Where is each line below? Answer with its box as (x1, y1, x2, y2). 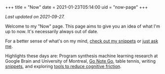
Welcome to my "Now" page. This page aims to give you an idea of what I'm (5, 23, 161, 29)
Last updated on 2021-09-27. (5, 14, 65, 19)
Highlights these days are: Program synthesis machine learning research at (5, 53, 158, 59)
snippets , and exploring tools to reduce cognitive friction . (5, 64, 122, 69)
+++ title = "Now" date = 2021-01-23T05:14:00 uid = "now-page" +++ (5, 4, 148, 10)
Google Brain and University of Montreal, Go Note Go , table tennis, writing (5, 58, 156, 64)
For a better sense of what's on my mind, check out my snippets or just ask (5, 38, 159, 44)
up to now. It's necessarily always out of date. (5, 29, 99, 34)
